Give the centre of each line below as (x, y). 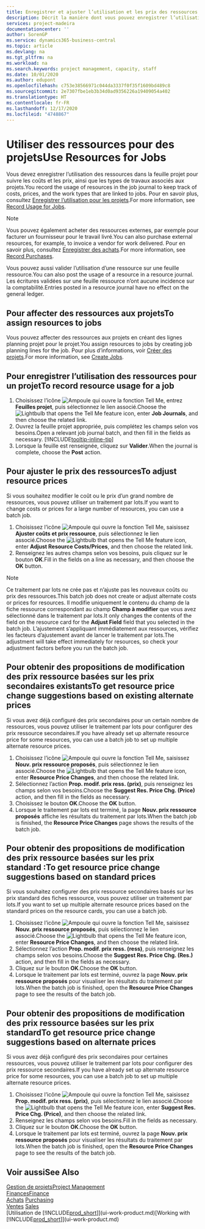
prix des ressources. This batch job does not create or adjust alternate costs (102, 596)
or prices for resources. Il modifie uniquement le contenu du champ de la (98, 603)
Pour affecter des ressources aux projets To (90, 313)
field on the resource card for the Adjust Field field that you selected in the (101, 622)
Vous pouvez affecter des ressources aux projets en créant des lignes (94, 338)
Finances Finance (28, 1193)
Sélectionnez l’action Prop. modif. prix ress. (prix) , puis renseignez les (104, 784)
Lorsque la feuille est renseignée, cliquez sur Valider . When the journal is (106, 446)
